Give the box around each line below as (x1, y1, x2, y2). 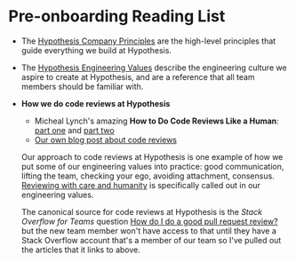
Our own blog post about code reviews (34, 134, 177, 145)
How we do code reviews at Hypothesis (20, 98, 171, 108)
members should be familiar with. (20, 81, 144, 91)
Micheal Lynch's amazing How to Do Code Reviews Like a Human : (34, 115, 279, 126)
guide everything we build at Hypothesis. (20, 44, 172, 55)
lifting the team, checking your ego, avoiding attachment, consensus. (20, 171, 275, 181)
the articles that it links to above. (20, 244, 141, 255)
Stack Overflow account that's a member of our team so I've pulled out (20, 234, 282, 245)
